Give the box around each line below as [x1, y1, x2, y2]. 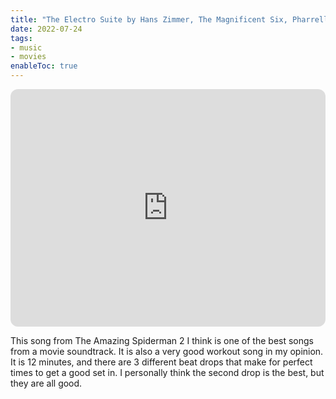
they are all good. [10, 377, 83, 389]
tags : [10, 33, 33, 43]
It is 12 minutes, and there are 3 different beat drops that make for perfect [10, 356, 313, 368]
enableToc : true [10, 61, 78, 71]
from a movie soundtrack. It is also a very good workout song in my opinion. [10, 346, 324, 357]
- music [10, 42, 43, 53]
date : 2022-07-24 [10, 24, 83, 34]
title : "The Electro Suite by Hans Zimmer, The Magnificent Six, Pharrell [10, 14, 329, 25]
